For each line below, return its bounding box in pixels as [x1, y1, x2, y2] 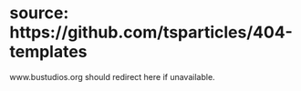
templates [9, 42, 88, 62]
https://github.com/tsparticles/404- [9, 22, 294, 43]
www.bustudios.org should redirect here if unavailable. [9, 71, 216, 82]
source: [9, 3, 69, 24]
